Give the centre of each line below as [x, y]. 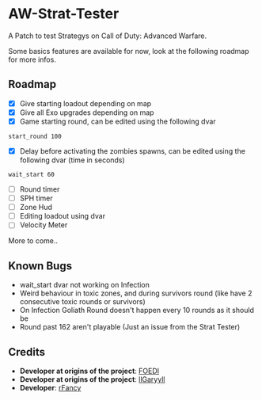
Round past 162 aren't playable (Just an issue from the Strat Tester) [130, 327]
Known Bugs [40, 266]
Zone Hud [36, 208]
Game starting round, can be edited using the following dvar [118, 121]
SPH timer [36, 198]
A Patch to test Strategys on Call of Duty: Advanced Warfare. [108, 36]
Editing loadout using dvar [62, 216]
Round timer [40, 189]
